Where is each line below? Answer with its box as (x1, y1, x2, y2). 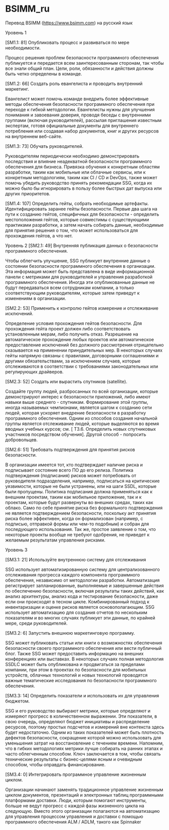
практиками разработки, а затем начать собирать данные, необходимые (5, 222, 164, 228)
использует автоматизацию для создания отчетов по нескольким (5, 609, 148, 615)
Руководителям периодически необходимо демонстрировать (5, 153, 140, 159)
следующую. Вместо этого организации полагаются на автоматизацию (5, 808, 160, 814)
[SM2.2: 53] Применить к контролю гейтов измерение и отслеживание (5, 305, 159, 311)
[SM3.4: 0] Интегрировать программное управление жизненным (5, 771, 146, 777)
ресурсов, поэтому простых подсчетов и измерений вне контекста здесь (5, 724, 164, 730)
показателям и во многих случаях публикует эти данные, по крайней (5, 614, 155, 620)
